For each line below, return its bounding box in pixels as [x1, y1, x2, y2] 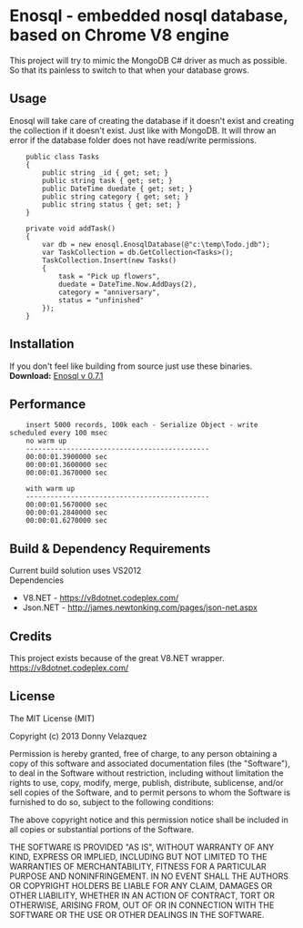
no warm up [25, 436, 67, 446]
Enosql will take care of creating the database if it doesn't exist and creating [9, 115, 294, 126]
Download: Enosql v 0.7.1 [9, 370, 104, 381]
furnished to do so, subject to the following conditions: [9, 796, 214, 807]
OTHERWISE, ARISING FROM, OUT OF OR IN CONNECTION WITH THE [9, 899, 275, 911]
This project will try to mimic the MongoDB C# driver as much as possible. [9, 55, 288, 66]
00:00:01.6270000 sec [25, 516, 107, 525]
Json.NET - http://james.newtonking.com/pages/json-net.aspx [22, 602, 258, 613]
